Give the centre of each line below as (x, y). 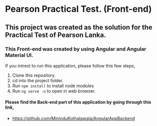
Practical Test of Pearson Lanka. (56, 35)
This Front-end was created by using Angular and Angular (76, 49)
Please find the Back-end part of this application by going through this (78, 102)
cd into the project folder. (38, 80)
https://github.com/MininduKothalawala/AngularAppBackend (74, 119)
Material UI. (19, 55)
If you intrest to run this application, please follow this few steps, (70, 65)
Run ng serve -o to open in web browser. (54, 91)
